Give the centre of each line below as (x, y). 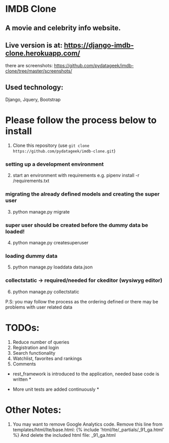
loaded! (15, 232)
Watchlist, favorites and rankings (47, 358)
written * (22, 379)
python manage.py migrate (41, 211)
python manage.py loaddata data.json (53, 267)
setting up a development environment (55, 164)
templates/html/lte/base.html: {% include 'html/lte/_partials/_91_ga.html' (88, 430)
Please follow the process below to (81, 120)
